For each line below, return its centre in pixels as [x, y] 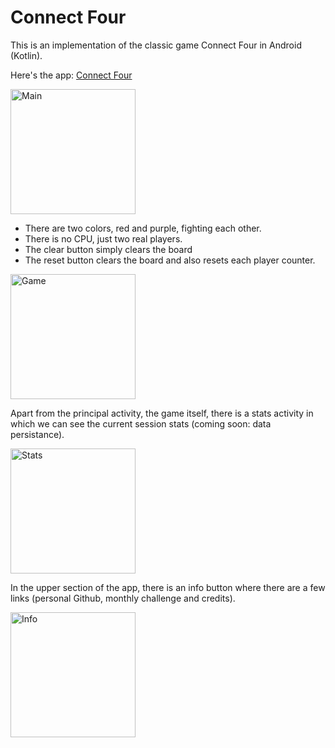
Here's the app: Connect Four [71, 75]
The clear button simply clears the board [108, 249]
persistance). [37, 434]
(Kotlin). [26, 55]
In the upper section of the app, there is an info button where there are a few [168, 587]
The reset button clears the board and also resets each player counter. [170, 260]
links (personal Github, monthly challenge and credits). [123, 598]
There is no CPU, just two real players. [103, 238]
